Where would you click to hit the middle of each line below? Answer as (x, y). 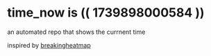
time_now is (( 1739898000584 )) (106, 13)
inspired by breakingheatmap (49, 45)
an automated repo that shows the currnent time (76, 32)
